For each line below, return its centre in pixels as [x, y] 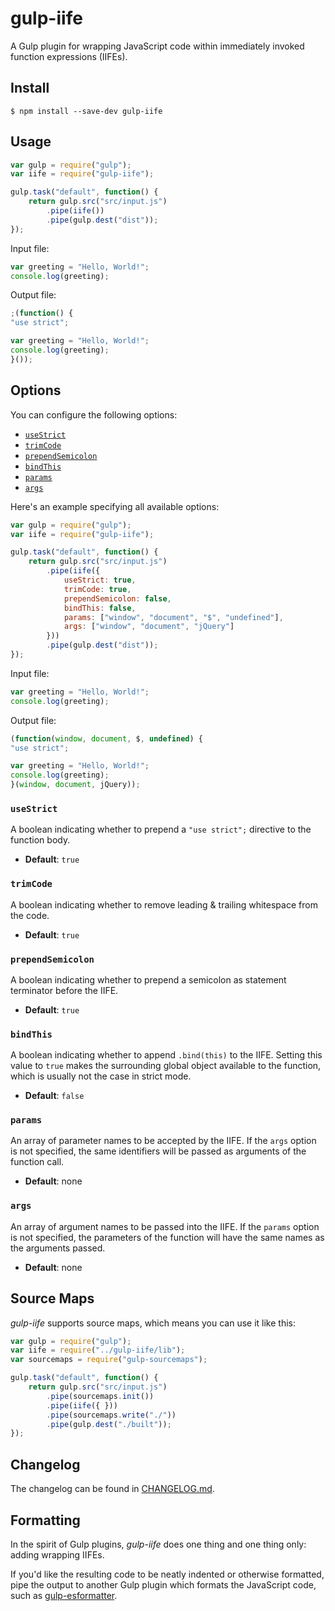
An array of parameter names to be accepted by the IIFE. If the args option [163, 1141]
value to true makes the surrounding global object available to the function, [166, 1066]
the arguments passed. [58, 1248]
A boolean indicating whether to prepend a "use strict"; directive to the [161, 829]
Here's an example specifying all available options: [115, 506]
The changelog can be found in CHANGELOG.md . [112, 1489]
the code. [30, 915]
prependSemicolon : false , [117, 598]
